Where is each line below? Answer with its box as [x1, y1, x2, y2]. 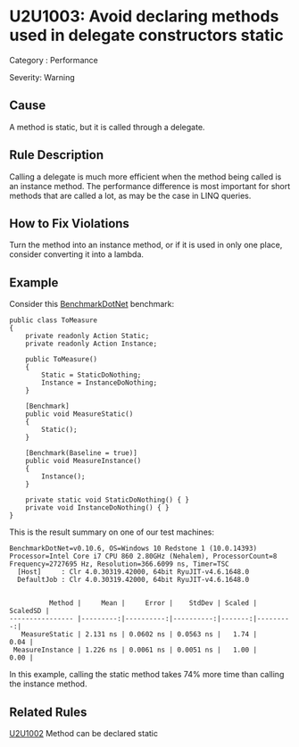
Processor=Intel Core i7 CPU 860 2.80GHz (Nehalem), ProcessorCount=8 [9, 552, 278, 561]
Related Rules [9, 704, 87, 719]
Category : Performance [9, 54, 98, 65]
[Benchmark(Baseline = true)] [25, 449, 138, 458]
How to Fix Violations [9, 216, 129, 231]
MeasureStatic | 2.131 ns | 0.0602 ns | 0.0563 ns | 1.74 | [21, 630, 257, 639]
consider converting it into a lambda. [9, 249, 145, 260]
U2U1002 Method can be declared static [9, 728, 159, 738]
